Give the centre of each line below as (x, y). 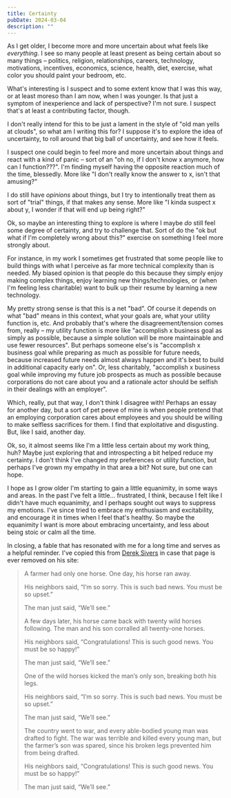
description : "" (30, 26)
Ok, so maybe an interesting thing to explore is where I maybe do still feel (111, 223)
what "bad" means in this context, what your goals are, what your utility (109, 316)
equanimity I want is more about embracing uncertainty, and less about (108, 525)
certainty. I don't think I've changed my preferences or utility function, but (112, 460)
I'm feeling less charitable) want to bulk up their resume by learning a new (112, 288)
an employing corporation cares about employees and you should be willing (115, 417)
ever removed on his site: (43, 560)
